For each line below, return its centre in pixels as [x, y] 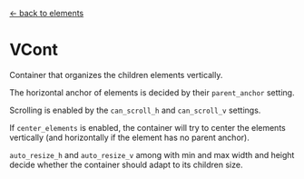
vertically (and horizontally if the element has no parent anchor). [129, 137]
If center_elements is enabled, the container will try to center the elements [147, 127]
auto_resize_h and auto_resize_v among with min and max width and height [152, 154]
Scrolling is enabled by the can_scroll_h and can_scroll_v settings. [135, 110]
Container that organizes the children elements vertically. [116, 75]
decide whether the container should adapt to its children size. [126, 164]
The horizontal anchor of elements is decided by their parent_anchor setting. [152, 92]
